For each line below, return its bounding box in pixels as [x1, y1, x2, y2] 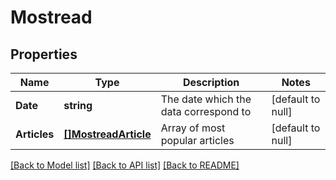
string [63, 99, 93, 112]
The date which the [160, 92, 252, 106]
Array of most [160, 121, 226, 135]
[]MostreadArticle [63, 127, 152, 141]
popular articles [160, 134, 235, 147]
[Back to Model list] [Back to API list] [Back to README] [10, 159, 240, 171]
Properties [10, 46, 78, 63]
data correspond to [160, 105, 252, 118]
